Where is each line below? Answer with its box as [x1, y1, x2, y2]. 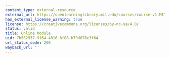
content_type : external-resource [5, 7, 76, 13]
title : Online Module [5, 31, 51, 36]
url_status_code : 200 [5, 40, 51, 45]
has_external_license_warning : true [5, 17, 82, 22]
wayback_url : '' [5, 45, 39, 50]
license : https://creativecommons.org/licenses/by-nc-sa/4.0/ [5, 21, 139, 27]
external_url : [5, 12, 35, 17]
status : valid [5, 26, 35, 31]
